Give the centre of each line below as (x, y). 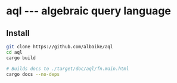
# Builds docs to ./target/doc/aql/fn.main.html (68, 69)
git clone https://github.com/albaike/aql (60, 47)
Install (18, 33)
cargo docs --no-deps (33, 74)
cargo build (21, 58)
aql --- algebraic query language (88, 11)
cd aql (14, 52)
